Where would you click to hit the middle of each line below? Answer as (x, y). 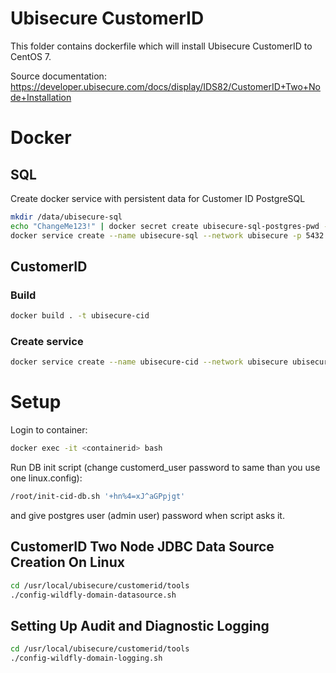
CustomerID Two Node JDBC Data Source (142, 547)
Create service (47, 342)
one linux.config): (46, 478)
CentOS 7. (31, 56)
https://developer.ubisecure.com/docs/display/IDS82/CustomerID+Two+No (165, 86)
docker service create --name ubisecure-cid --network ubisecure (149, 362)
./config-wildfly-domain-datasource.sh (93, 595)
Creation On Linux (67, 562)
